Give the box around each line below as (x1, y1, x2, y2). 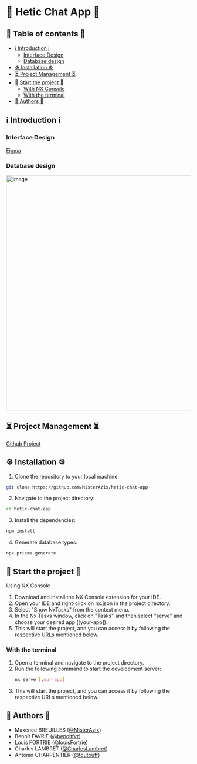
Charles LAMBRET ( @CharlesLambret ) (14, 745, 108, 752)
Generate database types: (14, 539, 78, 546)
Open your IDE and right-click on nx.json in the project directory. (14, 600, 171, 607)
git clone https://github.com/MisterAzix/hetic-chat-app (6, 484, 148, 490)
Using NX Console (6, 582, 51, 589)
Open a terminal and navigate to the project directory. (14, 659, 144, 666)
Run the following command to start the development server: (14, 665, 162, 673)
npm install (6, 528, 35, 534)
